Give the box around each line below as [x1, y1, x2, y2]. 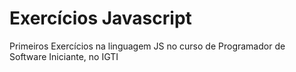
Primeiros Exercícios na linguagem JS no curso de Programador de [9, 40, 286, 52]
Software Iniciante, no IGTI [9, 50, 119, 62]
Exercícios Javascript [9, 7, 192, 30]
